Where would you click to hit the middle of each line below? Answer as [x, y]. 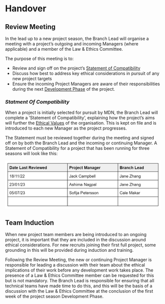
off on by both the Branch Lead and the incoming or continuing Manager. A [81, 143]
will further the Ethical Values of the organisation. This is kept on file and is [81, 123]
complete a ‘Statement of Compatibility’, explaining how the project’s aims [80, 118]
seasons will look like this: [32, 154]
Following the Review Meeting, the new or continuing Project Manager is [78, 260]
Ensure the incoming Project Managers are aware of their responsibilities [86, 84]
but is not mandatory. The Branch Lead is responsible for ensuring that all [80, 281]
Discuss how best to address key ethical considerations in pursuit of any [86, 73]
